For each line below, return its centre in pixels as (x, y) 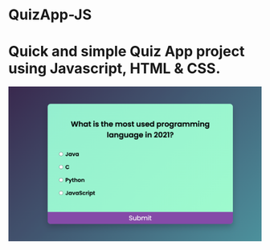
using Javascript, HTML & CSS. (115, 69)
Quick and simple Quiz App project (127, 52)
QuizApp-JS (50, 15)
